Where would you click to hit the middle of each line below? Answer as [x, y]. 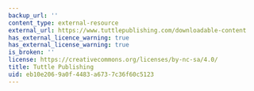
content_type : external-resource [63, 23]
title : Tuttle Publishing [51, 67]
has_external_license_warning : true [69, 45]
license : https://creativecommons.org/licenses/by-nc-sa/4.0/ [113, 60]
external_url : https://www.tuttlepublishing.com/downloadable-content [127, 30]
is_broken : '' [32, 52]
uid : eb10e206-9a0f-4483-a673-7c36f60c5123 [81, 74]
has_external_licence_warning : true [69, 38]
